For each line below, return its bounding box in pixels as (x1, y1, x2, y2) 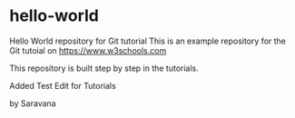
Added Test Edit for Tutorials (9, 80, 116, 91)
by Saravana (9, 97, 56, 109)
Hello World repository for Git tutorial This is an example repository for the (9, 35, 287, 46)
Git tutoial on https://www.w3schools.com (9, 44, 167, 55)
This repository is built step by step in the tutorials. (9, 63, 200, 74)
